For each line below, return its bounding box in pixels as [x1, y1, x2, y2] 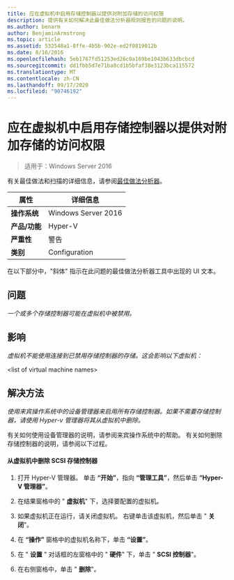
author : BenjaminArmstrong [7, 29, 86, 37]
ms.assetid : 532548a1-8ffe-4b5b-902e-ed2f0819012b [7, 43, 157, 49]
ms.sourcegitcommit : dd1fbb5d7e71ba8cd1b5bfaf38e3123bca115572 [7, 62, 195, 69]
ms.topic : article [7, 36, 61, 43]
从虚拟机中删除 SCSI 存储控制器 [7, 457, 98, 465]
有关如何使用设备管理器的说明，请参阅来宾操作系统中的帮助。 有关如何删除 [7, 430, 223, 439]
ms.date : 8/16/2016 [7, 49, 64, 56]
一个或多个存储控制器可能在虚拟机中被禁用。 [7, 309, 136, 317]
